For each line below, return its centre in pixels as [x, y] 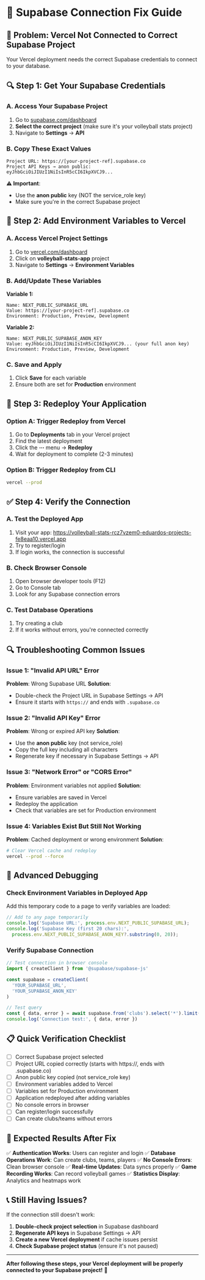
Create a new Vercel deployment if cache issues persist [86, 1240]
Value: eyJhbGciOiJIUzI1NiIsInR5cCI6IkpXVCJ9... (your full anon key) [98, 344]
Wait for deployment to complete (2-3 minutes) [74, 454]
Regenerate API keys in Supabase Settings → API [78, 1233]
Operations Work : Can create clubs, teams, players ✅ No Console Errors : [99, 1160]
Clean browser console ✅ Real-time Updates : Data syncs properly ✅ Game [102, 1167]
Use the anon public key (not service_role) [69, 743]
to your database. [28, 66]
